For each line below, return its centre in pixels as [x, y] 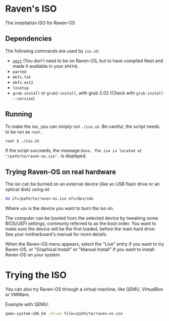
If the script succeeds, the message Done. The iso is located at [74, 151]
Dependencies [29, 39]
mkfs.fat [22, 77]
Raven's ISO [31, 9]
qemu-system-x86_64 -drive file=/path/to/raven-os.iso [64, 314]
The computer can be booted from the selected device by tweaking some [82, 218]
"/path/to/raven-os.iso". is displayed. [46, 156]
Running [19, 114]
